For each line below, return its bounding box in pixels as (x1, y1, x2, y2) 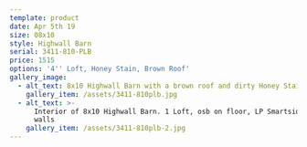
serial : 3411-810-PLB (9, 47, 92, 57)
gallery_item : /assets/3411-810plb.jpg (26, 89, 178, 99)
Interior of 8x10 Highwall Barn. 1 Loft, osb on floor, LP (33, 107, 263, 116)
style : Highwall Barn (9, 38, 92, 48)
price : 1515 (9, 56, 55, 65)
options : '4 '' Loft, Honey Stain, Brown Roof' (9, 65, 190, 74)
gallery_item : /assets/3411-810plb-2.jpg (26, 124, 185, 133)
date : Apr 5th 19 (9, 22, 76, 31)
